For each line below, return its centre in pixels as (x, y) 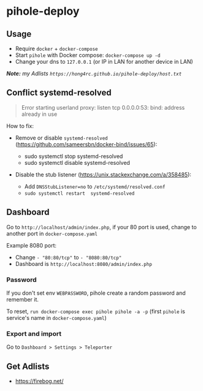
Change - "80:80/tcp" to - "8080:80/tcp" (68, 257)
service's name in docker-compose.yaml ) (57, 317)
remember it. (22, 299)
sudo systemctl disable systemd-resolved (77, 162)
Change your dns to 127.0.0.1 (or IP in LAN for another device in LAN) (104, 62)
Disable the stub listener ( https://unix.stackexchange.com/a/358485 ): (103, 174)
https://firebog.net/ (39, 381)
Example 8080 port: (32, 245)
